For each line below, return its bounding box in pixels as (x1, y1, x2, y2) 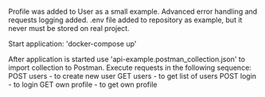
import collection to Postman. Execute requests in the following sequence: (8, 63, 252, 72)
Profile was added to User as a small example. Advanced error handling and (8, 7, 258, 16)
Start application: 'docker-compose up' (8, 39, 137, 48)
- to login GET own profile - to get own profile (8, 80, 158, 89)
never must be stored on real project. (8, 24, 130, 33)
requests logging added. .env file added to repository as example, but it (8, 15, 243, 25)
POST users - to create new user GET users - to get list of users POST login (8, 72, 257, 80)
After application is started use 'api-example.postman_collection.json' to (8, 55, 245, 64)
